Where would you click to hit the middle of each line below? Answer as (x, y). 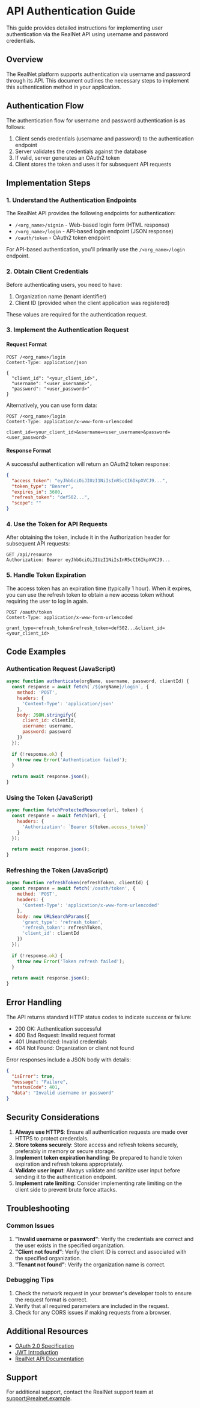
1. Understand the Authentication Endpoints (71, 200)
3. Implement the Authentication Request (68, 330)
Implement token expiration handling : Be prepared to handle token (98, 1157)
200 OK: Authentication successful (58, 1028)
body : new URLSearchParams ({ (53, 916)
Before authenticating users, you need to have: (64, 284)
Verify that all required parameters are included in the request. (92, 1306)
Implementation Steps (49, 183)
